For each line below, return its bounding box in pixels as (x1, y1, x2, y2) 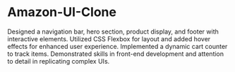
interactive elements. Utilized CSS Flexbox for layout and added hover (7, 34, 211, 43)
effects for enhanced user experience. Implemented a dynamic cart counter (7, 42, 228, 50)
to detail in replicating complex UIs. (7, 57, 110, 65)
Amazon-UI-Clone (7, 4, 116, 20)
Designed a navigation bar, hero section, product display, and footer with (7, 27, 219, 36)
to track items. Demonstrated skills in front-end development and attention (7, 50, 224, 58)
